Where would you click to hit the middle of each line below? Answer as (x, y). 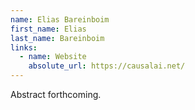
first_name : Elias (48, 29)
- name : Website (53, 57)
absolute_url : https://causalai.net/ (107, 66)
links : (24, 47)
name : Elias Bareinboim (60, 19)
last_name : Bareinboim (57, 38)
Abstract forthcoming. (56, 94)
